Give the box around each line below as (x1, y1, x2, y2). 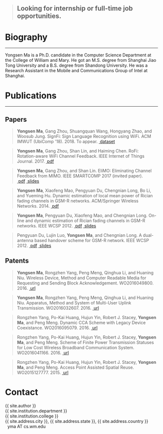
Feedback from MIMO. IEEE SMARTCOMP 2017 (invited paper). (16, 173, 143, 179)
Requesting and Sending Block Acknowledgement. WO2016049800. (16, 280, 154, 286)
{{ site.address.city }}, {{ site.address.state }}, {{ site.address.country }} (5, 418, 148, 424)
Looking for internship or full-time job (16, 4, 133, 13)
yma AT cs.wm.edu (7, 423, 46, 429)
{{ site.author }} (5, 402, 36, 409)
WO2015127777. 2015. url (16, 369, 69, 375)
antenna (16, 238, 33, 244)
